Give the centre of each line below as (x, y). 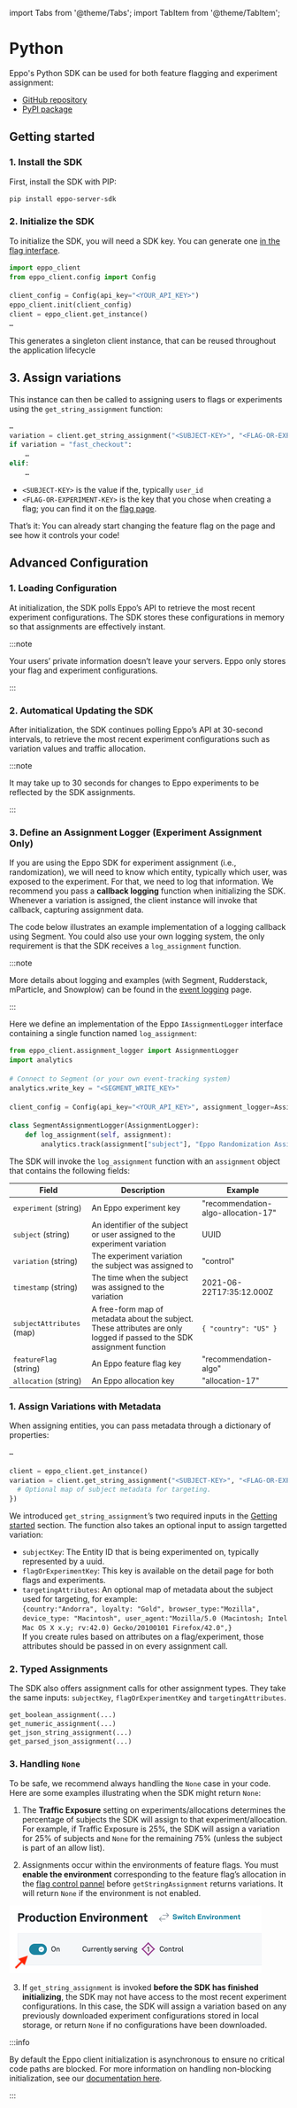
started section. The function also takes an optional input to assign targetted (148, 1526)
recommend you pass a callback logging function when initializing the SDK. (148, 891)
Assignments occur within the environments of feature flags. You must (150, 1864)
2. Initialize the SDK (52, 222)
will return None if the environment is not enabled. (111, 1893)
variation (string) (45, 1261)
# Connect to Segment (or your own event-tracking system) (120, 1079)
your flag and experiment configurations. (84, 670)
